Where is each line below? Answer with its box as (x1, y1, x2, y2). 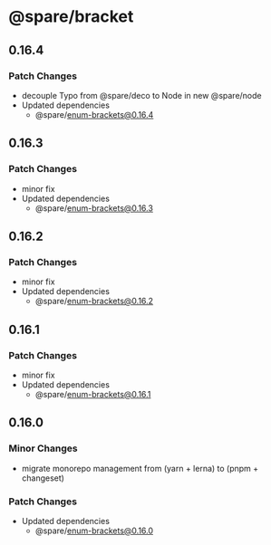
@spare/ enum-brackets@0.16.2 (34, 296, 154, 307)
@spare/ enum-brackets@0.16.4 (34, 109, 154, 120)
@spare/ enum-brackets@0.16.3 (34, 202, 153, 214)
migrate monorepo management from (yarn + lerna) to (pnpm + (21, 463, 259, 473)
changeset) (21, 473, 65, 483)
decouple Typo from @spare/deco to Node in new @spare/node (21, 90, 262, 100)
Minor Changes (8, 442, 78, 454)
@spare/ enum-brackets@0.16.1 (34, 388, 151, 399)
